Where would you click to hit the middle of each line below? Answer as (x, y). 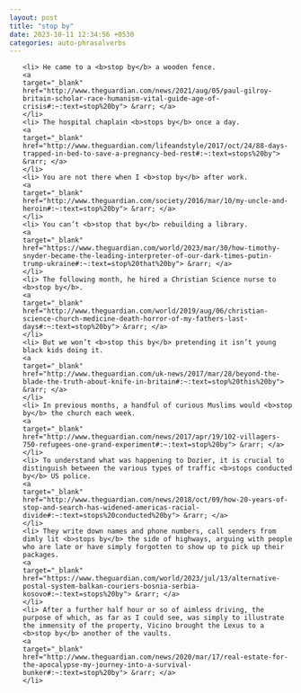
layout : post (34, 18)
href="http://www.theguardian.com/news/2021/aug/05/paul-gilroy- (147, 91)
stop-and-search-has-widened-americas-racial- (111, 508)
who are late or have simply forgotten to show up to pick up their (153, 547)
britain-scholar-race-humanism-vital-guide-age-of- (121, 99)
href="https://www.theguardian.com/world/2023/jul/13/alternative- (151, 579)
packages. (41, 555)
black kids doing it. (62, 351)
